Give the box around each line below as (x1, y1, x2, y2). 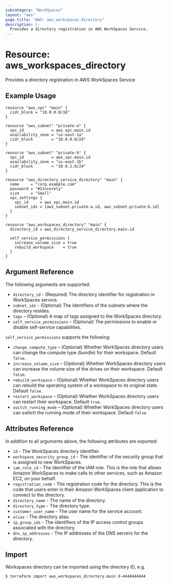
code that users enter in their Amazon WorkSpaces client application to (12, 486, 164, 492)
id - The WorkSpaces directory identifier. (12, 448, 100, 454)
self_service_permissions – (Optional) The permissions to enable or (12, 318, 158, 324)
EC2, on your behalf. (12, 475, 56, 481)
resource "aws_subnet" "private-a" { (5, 123, 86, 129)
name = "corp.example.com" (10, 181, 77, 187)
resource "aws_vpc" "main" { (5, 105, 68, 111)
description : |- (5, 22, 40, 27)
